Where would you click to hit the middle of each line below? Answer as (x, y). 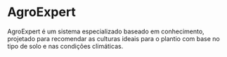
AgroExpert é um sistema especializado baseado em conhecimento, (106, 31)
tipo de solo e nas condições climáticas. (65, 46)
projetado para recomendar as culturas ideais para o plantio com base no (113, 38)
